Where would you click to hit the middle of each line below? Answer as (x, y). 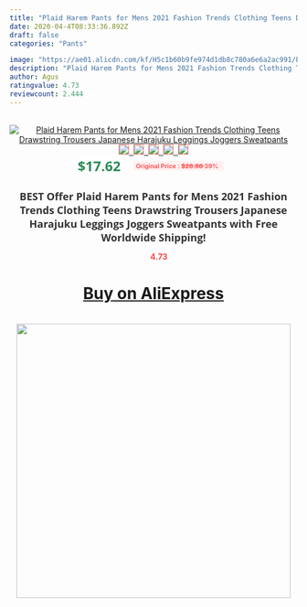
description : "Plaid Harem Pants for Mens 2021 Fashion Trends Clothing (151, 69)
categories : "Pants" (49, 43)
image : (22, 60)
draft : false (34, 35)
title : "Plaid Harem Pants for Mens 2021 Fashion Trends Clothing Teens (151, 18)
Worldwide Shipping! (153, 237)
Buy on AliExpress (153, 294)
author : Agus (34, 77)
